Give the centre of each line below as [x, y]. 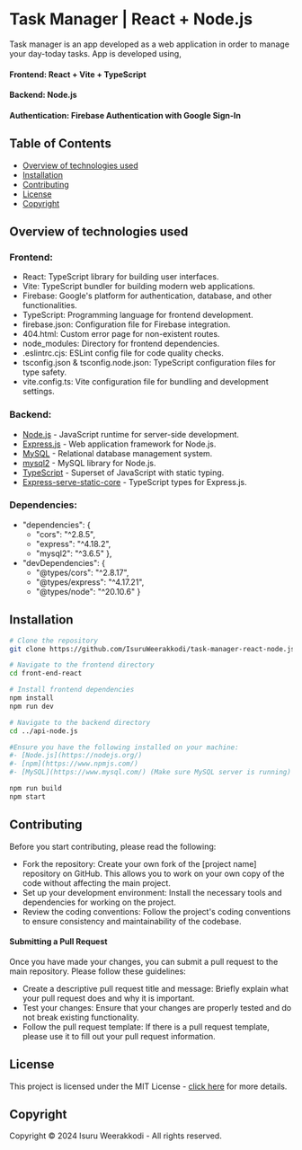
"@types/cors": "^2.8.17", [82, 572]
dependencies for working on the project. [99, 902]
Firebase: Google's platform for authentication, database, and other [147, 296]
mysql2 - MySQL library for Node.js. [89, 463]
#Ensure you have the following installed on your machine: [124, 747]
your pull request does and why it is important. [108, 998]
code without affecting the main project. [96, 883]
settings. [39, 392]
